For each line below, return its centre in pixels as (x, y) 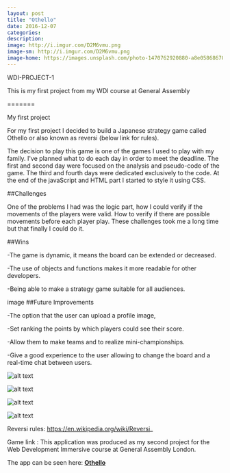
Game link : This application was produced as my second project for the (108, 442)
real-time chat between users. (50, 362)
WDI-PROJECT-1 (31, 77)
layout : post (26, 13)
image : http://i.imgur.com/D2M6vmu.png (64, 45)
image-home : (24, 58)
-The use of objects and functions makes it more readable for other (102, 268)
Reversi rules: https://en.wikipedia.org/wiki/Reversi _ (80, 429)
